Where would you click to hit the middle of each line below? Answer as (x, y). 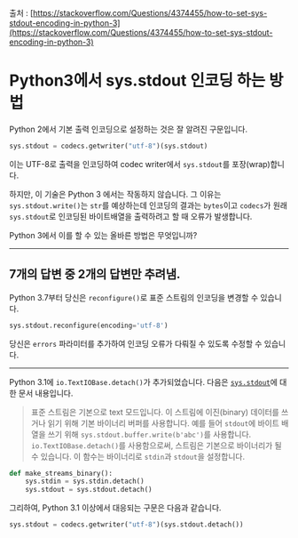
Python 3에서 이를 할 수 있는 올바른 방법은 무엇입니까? (103, 235)
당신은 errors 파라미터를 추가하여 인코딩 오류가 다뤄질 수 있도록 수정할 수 (136, 343)
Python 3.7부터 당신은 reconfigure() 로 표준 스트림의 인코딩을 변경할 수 (134, 297)
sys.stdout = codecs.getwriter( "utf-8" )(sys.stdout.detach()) (126, 525)
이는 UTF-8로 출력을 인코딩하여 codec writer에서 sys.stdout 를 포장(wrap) (140, 164)
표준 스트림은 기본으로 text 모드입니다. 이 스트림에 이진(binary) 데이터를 (155, 412)
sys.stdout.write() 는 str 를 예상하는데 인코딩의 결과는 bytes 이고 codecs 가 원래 (149, 205)
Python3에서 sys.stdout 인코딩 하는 (137, 80)
